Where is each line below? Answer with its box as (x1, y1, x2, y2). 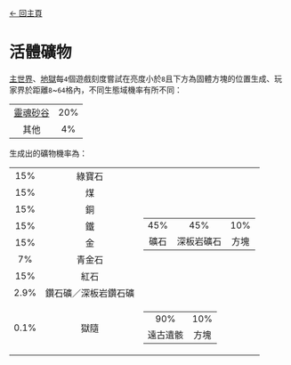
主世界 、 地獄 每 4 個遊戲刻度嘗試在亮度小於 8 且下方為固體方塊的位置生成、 (9, 73, 275, 84)
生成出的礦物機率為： (9, 148, 87, 158)
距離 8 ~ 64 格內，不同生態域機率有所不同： (32, 84, 182, 95)
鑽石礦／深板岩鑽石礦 (44, 287, 135, 299)
